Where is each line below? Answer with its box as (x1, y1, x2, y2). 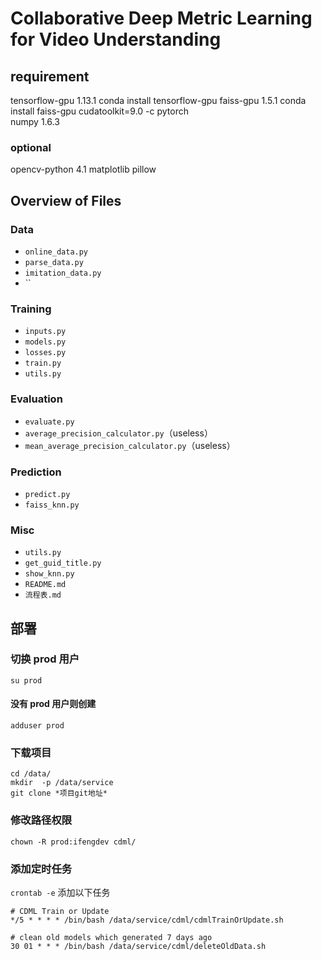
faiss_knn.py (24, 500, 80, 510)
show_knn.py (24, 569, 75, 579)
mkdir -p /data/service (10, 778, 114, 788)
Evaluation (10, 392, 63, 406)
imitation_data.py (24, 268, 102, 278)
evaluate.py (24, 417, 75, 427)
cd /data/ (10, 769, 52, 779)
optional (10, 140, 52, 154)
